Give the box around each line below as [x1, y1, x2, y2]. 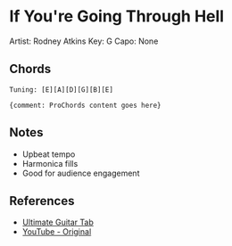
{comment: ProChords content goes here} [9, 101, 162, 110]
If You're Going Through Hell [9, 6, 225, 27]
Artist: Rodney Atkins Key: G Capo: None [9, 36, 159, 46]
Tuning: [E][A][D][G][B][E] [9, 85, 114, 94]
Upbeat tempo [21, 149, 76, 160]
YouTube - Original [21, 226, 92, 237]
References [9, 193, 75, 209]
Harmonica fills [21, 158, 79, 168]
